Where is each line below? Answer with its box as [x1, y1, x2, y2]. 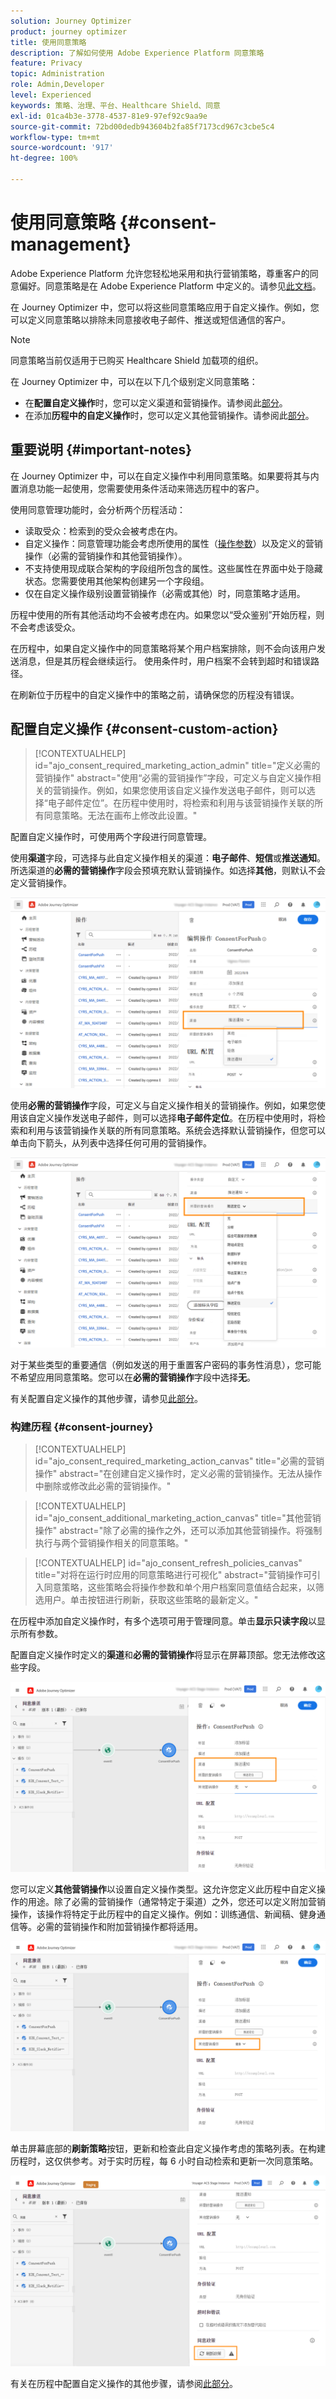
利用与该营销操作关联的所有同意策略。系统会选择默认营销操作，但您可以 [27, 1124, 326, 1136]
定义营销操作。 [10, 877, 72, 889]
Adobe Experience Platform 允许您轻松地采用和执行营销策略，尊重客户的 [10, 267, 310, 279]
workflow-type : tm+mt [10, 132, 101, 142]
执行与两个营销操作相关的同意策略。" [34, 1537, 189, 1549]
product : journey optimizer [10, 26, 128, 37]
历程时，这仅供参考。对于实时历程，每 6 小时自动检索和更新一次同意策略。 [10, 2155, 319, 2167]
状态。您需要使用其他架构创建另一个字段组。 [24, 575, 210, 587]
